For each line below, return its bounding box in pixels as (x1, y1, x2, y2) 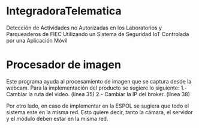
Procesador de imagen (6, 58, 122, 72)
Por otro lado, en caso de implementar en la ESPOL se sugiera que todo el (6, 102, 189, 109)
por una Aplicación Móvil (6, 37, 68, 44)
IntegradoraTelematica (6, 4, 122, 18)
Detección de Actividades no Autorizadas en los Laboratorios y (6, 24, 162, 31)
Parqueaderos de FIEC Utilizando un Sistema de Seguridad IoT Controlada (6, 30, 189, 37)
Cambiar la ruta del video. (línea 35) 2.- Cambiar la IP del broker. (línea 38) (6, 90, 191, 97)
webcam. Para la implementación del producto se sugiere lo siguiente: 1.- (6, 84, 188, 91)
